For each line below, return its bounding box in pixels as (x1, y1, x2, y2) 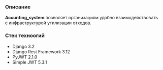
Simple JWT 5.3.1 (12, 59, 47, 65)
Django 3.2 (12, 43, 35, 49)
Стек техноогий (5, 32, 45, 39)
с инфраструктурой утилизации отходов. (5, 20, 92, 26)
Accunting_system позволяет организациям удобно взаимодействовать (5, 15, 159, 21)
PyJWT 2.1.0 (12, 54, 38, 60)
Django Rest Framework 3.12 (12, 48, 70, 55)
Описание (5, 3, 31, 10)
